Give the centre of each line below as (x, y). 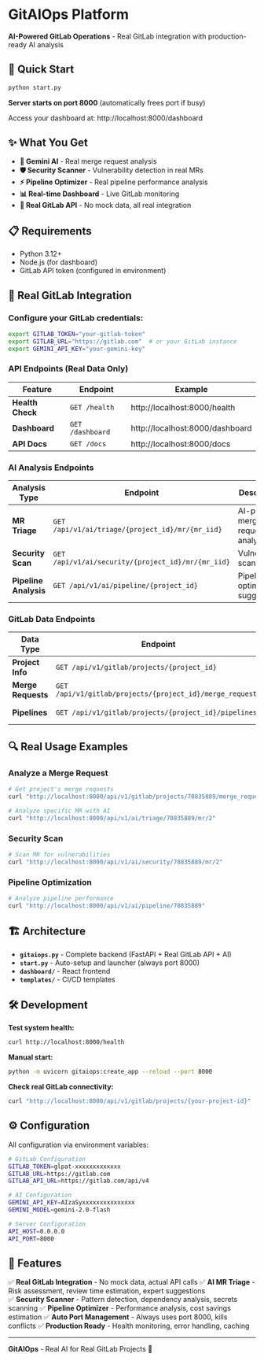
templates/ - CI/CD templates (67, 979)
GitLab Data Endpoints (52, 619)
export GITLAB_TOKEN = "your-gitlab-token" (77, 334)
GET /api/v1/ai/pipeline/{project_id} (126, 586)
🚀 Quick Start (41, 70)
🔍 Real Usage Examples (68, 747)
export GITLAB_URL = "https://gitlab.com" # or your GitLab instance (123, 341)
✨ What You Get (48, 143)
